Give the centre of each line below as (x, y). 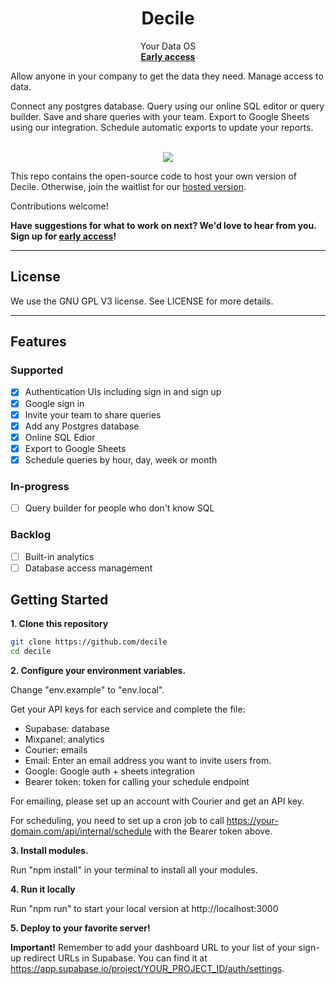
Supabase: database (67, 729)
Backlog (31, 535)
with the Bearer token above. (213, 831)
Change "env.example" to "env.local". (87, 690)
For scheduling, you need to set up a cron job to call (117, 821)
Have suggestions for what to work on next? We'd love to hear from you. (163, 225)
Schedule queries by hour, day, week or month (121, 459)
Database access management (88, 568)
